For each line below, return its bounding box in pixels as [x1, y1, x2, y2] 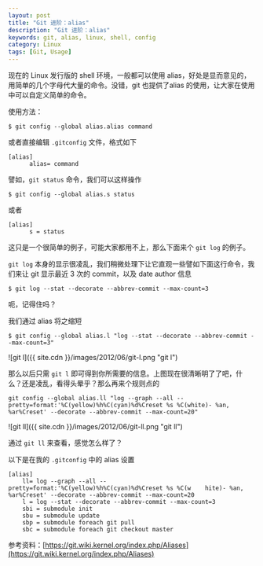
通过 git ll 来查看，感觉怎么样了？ [8, 438, 123, 447]
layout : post [8, 11, 51, 20]
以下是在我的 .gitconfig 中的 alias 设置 [8, 455, 135, 464]
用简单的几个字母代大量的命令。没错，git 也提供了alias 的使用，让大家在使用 [8, 80, 255, 90]
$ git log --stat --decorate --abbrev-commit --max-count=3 [8, 285, 210, 292]
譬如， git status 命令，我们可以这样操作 [8, 175, 142, 184]
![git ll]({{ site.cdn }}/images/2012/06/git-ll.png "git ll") [8, 422, 183, 431]
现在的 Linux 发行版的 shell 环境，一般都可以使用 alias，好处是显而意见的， [8, 71, 251, 79]
